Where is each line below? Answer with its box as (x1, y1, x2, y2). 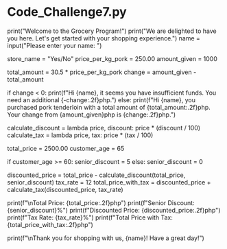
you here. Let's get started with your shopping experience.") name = (7, 34, 201, 42)
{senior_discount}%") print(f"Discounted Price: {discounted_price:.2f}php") (7, 206, 221, 214)
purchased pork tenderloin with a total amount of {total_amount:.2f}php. (7, 103, 211, 111)
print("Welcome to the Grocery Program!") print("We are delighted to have (7, 27, 217, 35)
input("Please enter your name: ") (7, 41, 102, 49)
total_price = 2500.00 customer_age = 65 (7, 144, 125, 152)
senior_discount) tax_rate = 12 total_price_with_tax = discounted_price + (7, 178, 211, 186)
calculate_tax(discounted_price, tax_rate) (7, 185, 123, 193)
